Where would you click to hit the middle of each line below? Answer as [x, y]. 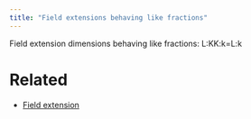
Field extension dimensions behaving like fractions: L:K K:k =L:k [125, 43]
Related [38, 80]
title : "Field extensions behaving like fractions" [108, 18]
